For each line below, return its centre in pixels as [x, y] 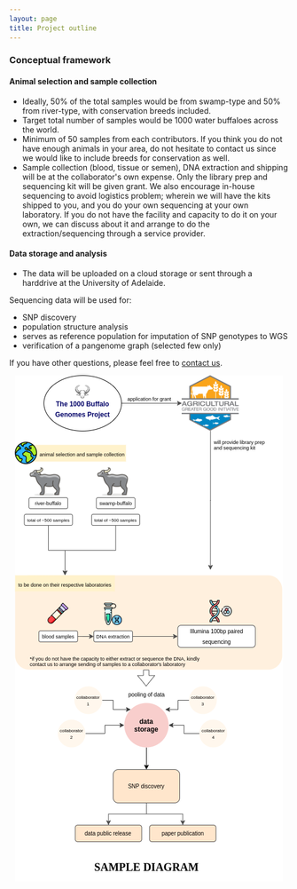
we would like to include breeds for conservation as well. [126, 158]
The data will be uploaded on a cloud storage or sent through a [137, 273]
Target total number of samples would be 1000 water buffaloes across [150, 120]
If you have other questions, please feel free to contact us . [116, 362]
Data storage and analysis [59, 254]
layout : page [33, 19]
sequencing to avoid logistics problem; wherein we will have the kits [146, 195]
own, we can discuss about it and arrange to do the [116, 224]
